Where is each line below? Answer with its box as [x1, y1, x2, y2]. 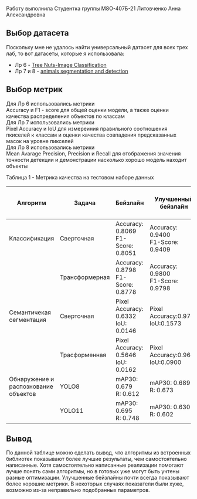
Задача [74, 199, 96, 207]
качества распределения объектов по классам [6, 113, 125, 120]
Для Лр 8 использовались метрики [6, 144, 95, 151]
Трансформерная [59, 273, 110, 281]
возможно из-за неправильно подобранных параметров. [6, 487, 151, 494]
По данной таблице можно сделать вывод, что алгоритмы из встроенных [6, 449, 191, 456]
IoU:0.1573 [149, 319, 182, 327]
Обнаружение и [9, 375, 55, 383]
